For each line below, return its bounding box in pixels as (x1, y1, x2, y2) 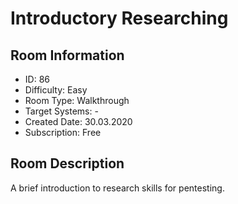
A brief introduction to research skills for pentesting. (10, 182, 225, 194)
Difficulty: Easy (24, 84, 88, 96)
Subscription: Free (24, 127, 102, 138)
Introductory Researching (10, 7, 229, 30)
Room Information (10, 47, 125, 64)
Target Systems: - (24, 105, 99, 117)
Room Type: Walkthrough (24, 95, 130, 106)
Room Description (10, 155, 125, 172)
